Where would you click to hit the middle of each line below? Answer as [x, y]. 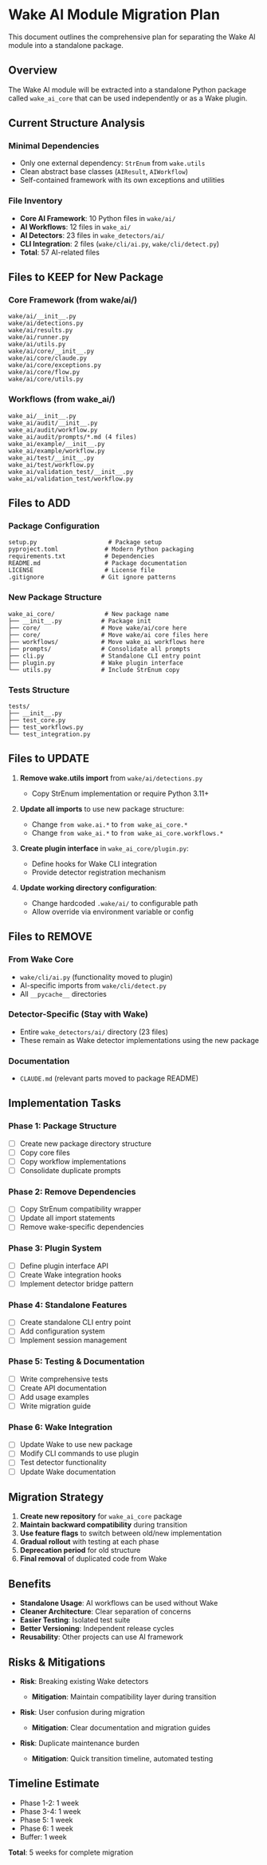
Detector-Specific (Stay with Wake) [79, 1014]
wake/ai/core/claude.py [48, 358]
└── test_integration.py [49, 734]
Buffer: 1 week [43, 1836]
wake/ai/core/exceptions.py [55, 365]
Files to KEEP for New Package [86, 277]
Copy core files [45, 1152]
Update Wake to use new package [76, 1444]
